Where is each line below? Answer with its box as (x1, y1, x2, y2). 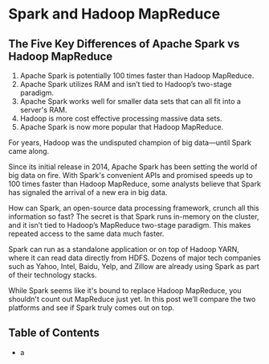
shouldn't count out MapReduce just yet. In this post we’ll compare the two (8, 295, 256, 304)
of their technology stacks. (8, 271, 97, 279)
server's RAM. (19, 105, 67, 114)
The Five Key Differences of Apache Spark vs (8, 37, 240, 51)
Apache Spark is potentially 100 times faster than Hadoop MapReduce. (19, 71, 255, 81)
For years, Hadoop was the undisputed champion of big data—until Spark (8, 138, 251, 147)
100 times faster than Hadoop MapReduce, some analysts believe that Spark (8, 179, 261, 188)
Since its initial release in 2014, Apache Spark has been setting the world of (8, 162, 258, 172)
